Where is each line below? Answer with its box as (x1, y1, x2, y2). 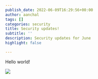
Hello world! (5, 59, 30, 65)
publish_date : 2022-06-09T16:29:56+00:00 (5, 7, 93, 13)
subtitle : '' (5, 31, 33, 36)
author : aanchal (5, 12, 39, 17)
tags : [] (5, 17, 24, 22)
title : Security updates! (5, 26, 59, 31)
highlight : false (5, 41, 42, 46)
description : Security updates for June (5, 36, 91, 41)
